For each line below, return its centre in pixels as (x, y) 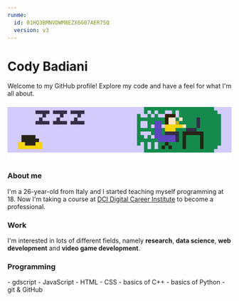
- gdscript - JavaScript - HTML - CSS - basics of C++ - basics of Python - (116, 282)
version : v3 (32, 30)
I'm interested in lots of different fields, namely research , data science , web (119, 240)
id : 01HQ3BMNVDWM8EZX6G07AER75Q (62, 22)
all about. (21, 93)
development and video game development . (74, 248)
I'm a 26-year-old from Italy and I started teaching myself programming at (116, 191)
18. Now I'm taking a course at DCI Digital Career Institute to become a (111, 199)
